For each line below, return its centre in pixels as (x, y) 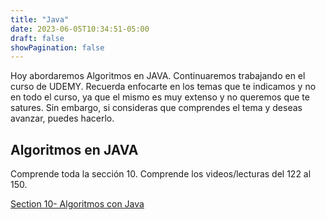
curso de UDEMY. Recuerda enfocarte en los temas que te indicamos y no (163, 87)
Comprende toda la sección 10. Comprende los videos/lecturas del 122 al (161, 174)
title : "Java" (40, 19)
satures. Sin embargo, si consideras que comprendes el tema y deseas (156, 108)
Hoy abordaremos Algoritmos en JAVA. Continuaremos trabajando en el (158, 76)
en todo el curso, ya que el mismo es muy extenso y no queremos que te (160, 97)
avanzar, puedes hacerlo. (62, 118)
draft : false (37, 38)
